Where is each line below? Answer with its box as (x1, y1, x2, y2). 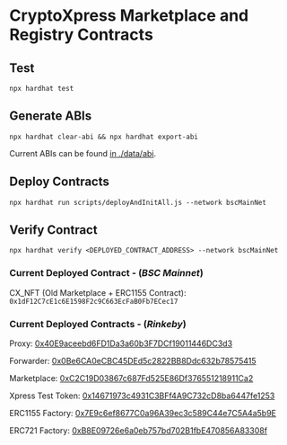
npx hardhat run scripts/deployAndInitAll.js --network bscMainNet (9, 198, 267, 207)
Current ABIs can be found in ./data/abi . (9, 147, 157, 158)
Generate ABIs (9, 109, 92, 124)
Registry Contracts (9, 24, 154, 45)
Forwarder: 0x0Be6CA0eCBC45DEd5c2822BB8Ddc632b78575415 (9, 356, 257, 367)
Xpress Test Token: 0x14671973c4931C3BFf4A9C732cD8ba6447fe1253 (9, 390, 275, 401)
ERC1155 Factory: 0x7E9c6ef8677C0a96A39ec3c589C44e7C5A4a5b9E (9, 408, 276, 419)
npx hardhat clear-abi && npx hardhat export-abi (9, 132, 199, 141)
